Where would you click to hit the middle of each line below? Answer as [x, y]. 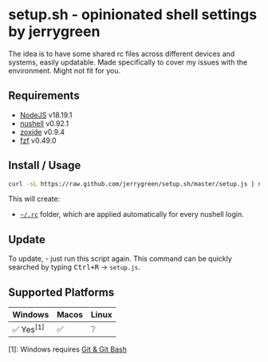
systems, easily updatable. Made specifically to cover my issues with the [128, 62]
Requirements [44, 96]
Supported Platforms [61, 292]
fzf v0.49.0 [38, 140]
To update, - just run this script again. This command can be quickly [120, 259]
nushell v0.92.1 [44, 123]
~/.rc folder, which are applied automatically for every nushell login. [132, 214]
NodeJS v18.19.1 [46, 115]
